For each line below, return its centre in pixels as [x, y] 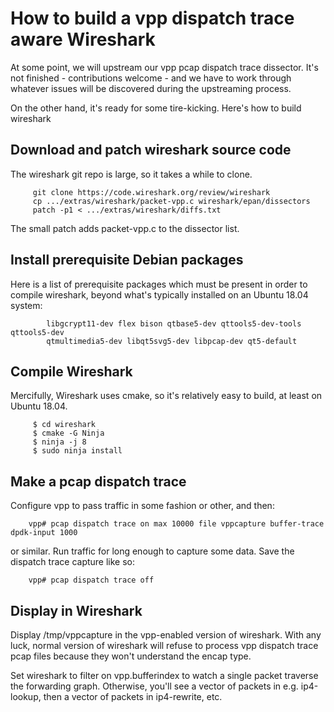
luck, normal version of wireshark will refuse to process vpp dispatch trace [164, 645]
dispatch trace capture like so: [73, 562]
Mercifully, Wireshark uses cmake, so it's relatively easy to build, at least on [166, 396]
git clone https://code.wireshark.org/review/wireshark [151, 192]
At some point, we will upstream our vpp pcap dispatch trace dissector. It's [164, 67]
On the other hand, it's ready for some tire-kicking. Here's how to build [156, 108]
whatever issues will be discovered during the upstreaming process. [151, 88]
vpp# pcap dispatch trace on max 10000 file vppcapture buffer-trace [176, 524]
